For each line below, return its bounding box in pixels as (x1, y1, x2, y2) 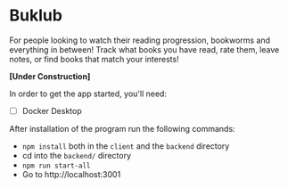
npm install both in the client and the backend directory (21, 141, 230, 151)
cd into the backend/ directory (21, 151, 132, 160)
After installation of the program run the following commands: (9, 124, 235, 134)
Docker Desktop (21, 105, 82, 116)
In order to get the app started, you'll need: (9, 88, 168, 99)
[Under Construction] (9, 70, 91, 81)
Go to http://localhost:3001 (21, 169, 121, 179)
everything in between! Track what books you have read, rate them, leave (9, 44, 280, 54)
